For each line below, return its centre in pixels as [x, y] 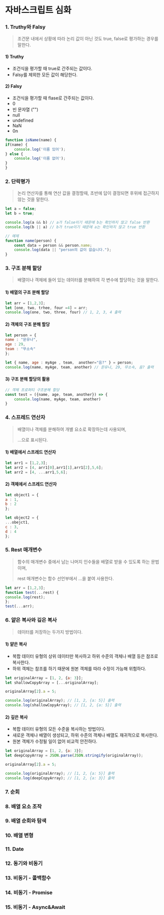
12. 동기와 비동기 [24, 863]
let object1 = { [22, 495]
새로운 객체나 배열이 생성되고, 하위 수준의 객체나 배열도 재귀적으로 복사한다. [85, 735]
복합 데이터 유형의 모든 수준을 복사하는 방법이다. [59, 729]
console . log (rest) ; [25, 597]
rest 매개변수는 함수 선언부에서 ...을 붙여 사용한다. [66, 578]
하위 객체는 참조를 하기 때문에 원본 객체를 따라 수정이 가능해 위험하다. [79, 668]
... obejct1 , [17, 523]
